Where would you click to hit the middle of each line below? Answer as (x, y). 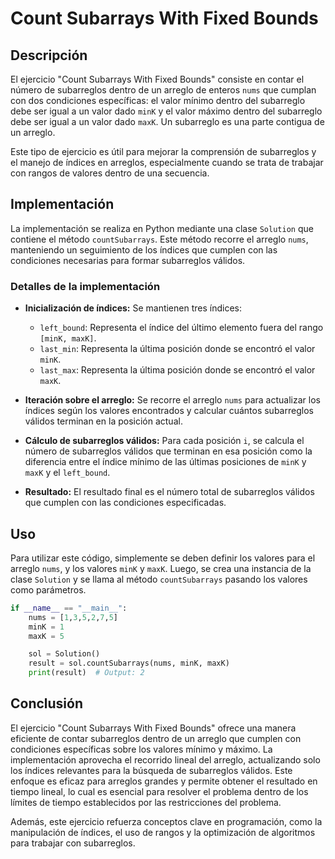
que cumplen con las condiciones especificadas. (125, 503)
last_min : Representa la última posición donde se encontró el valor (177, 349)
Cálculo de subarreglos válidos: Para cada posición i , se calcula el (164, 441)
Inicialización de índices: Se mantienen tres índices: (133, 308)
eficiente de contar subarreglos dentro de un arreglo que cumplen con (156, 738)
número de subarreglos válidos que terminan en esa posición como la (168, 451)
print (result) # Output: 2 (86, 673)
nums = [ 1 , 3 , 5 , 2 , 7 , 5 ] (73, 617)
